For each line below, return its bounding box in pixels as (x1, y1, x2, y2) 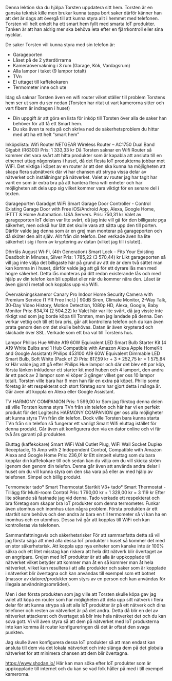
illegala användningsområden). (5, 581, 71, 587)
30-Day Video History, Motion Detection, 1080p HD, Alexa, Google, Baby (5, 302, 159, 308)
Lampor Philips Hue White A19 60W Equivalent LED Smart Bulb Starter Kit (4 (5, 339, 167, 346)
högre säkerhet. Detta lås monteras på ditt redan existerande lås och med (5, 271, 161, 276)
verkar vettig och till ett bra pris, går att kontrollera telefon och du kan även (5, 318, 164, 325)
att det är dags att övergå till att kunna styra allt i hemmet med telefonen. (5, 15, 159, 21)
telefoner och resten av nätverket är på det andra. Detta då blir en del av (5, 608, 158, 613)
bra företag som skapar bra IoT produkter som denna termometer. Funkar (5, 500, 161, 506)
